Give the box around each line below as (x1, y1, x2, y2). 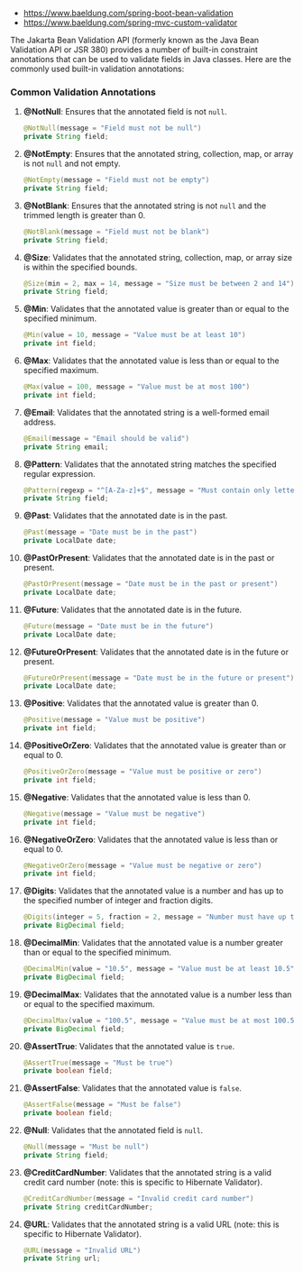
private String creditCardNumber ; (23, 1203, 153, 1212)
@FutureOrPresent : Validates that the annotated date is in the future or (23, 646, 289, 657)
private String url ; (23, 1254, 101, 1263)
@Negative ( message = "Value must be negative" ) (23, 809, 207, 819)
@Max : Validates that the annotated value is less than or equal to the (23, 355, 280, 366)
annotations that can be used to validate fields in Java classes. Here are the (10, 54, 292, 64)
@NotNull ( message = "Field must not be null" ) (23, 124, 202, 133)
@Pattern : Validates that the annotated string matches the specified (23, 459, 278, 470)
